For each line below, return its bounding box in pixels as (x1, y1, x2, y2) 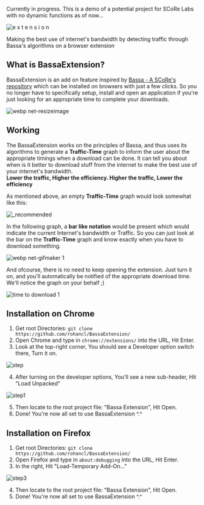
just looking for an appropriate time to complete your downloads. (6, 95, 170, 103)
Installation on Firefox (6, 428, 91, 438)
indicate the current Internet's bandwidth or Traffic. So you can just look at (6, 229, 194, 237)
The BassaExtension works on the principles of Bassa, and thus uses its (6, 141, 188, 149)
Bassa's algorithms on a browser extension (6, 42, 115, 49)
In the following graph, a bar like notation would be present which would (6, 222, 189, 230)
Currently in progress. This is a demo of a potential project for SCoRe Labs (6, 6, 194, 12)
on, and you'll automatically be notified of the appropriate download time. (6, 272, 191, 279)
